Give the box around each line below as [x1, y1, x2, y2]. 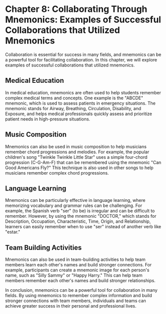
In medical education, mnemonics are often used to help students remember [5, 89, 161, 95]
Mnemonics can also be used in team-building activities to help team [5, 256, 146, 262]
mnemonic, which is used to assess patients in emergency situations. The [5, 100, 156, 106]
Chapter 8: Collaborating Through [5, 3, 148, 15]
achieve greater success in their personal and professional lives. [5, 303, 137, 309]
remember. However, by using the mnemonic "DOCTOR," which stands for [5, 213, 157, 219]
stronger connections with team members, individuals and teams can [5, 298, 146, 304]
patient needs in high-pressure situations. [5, 116, 91, 122]
